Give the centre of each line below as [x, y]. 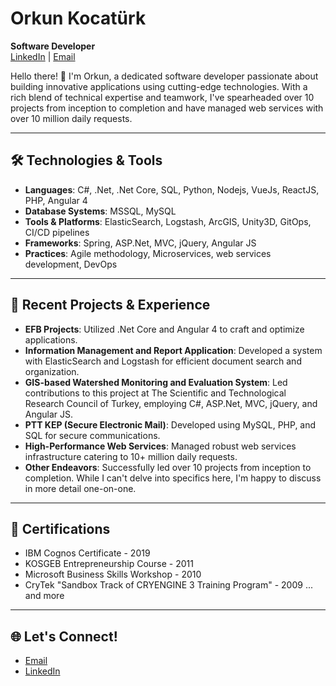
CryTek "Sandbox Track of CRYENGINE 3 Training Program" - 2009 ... [168, 585]
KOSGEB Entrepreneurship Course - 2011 [109, 564]
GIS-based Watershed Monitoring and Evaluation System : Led [156, 382]
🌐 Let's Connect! [64, 636]
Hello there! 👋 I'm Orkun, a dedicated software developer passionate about [164, 76]
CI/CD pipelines [57, 232]
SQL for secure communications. [92, 435]
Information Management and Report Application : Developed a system [173, 350]
